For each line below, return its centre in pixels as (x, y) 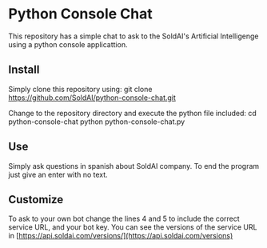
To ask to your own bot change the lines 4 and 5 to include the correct (124, 219)
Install (24, 70)
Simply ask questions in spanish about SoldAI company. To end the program (134, 166)
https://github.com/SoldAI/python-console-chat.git (92, 98)
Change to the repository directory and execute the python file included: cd (133, 113)
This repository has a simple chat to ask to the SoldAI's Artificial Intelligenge (133, 36)
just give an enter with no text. (58, 174)
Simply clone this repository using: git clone (80, 89)
